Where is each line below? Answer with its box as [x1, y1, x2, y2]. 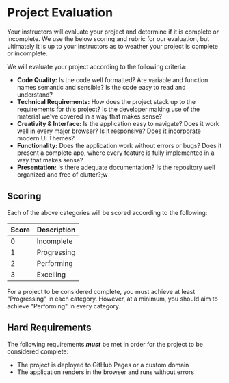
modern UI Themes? [16, 134, 75, 142]
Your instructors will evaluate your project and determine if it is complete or [7, 27, 219, 36]
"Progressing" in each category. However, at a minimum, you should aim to [7, 295, 219, 303]
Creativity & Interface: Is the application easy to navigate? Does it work [16, 119, 220, 127]
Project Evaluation [7, 5, 113, 21]
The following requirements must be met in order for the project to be [7, 340, 204, 348]
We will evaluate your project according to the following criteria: [7, 62, 187, 71]
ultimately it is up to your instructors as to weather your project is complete [7, 42, 219, 50]
